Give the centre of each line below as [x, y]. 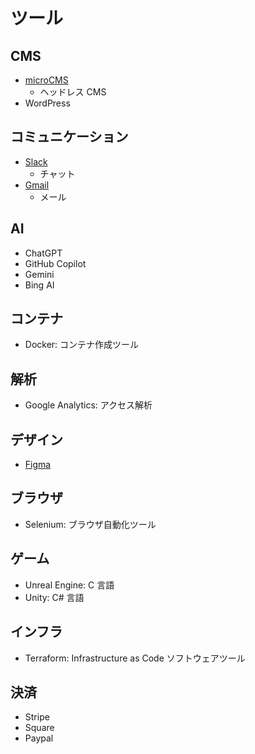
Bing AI [39, 285]
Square [39, 728]
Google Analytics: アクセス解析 [88, 405]
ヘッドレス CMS [73, 92]
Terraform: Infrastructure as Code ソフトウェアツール [135, 658]
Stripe [37, 717]
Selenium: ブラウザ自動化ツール [90, 524]
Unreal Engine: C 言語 [69, 585]
